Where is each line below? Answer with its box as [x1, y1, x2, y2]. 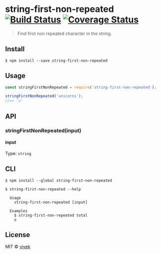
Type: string [5, 150, 31, 156]
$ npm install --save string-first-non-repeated [5, 58, 108, 63]
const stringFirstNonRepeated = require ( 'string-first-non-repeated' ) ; [5, 85, 157, 90]
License [5, 230, 30, 239]
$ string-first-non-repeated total [14, 213, 88, 218]
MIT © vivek [5, 244, 31, 250]
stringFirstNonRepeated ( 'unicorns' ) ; [5, 93, 83, 99]
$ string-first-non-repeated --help [5, 186, 81, 192]
